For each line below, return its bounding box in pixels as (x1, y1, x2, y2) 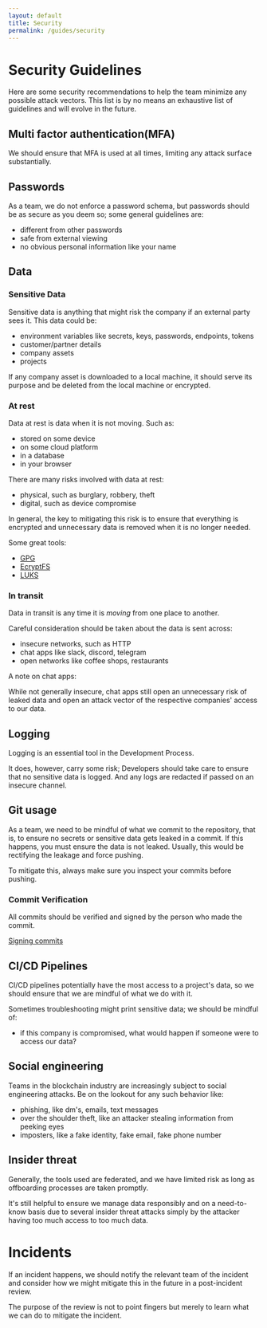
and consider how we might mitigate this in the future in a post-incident (8, 1278, 243, 1287)
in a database (19, 450, 65, 460)
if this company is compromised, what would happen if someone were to (19, 1027, 259, 1037)
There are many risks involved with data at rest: (8, 474, 165, 484)
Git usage (8, 803, 57, 817)
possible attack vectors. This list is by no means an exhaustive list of (8, 96, 234, 105)
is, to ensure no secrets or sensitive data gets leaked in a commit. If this (8, 833, 244, 843)
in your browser (19, 459, 72, 469)
